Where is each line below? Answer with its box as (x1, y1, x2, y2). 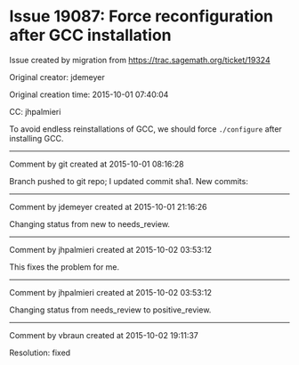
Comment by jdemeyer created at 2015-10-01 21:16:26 (9, 201, 207, 212)
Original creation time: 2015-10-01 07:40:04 (9, 89, 169, 100)
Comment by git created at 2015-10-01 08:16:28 (9, 158, 184, 169)
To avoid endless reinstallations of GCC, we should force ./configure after (9, 123, 282, 134)
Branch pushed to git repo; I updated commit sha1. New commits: (9, 175, 249, 186)
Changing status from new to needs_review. (9, 218, 171, 229)
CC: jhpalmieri (9, 106, 61, 117)
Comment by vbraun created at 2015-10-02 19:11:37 (9, 329, 198, 340)
